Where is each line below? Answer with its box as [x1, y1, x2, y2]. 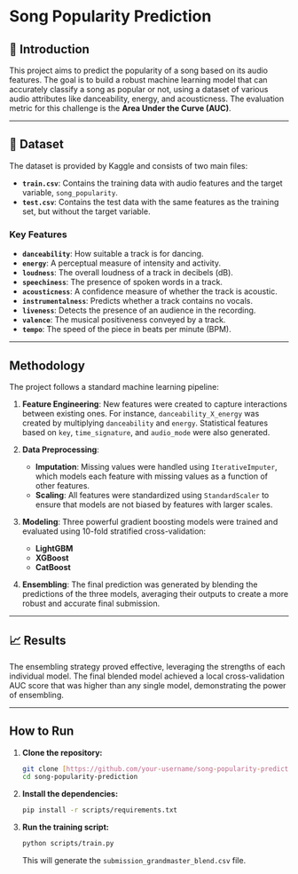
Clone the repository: [21, 747, 103, 758]
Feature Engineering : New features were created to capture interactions [21, 398, 288, 409]
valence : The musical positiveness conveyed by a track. [21, 314, 226, 325]
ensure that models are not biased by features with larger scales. [35, 499, 273, 510]
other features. [35, 480, 90, 490]
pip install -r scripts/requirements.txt [21, 806, 178, 814]
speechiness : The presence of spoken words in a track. [21, 277, 223, 288]
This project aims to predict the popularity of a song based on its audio [9, 65, 269, 75]
